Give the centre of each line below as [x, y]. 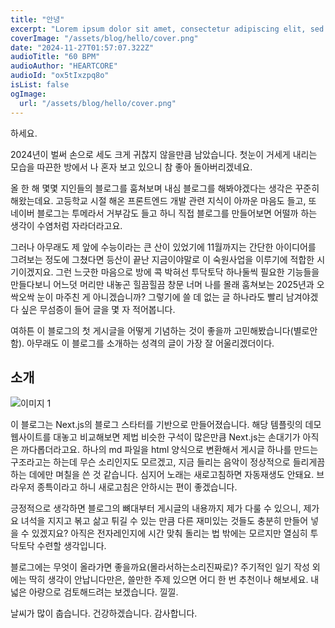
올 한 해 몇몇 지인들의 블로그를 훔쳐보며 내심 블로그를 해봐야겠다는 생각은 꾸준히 [165, 188]
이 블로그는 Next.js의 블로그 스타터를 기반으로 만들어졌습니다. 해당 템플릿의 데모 [166, 425]
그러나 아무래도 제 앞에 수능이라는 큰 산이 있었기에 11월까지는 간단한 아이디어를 [163, 247]
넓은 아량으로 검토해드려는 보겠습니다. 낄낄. [94, 592]
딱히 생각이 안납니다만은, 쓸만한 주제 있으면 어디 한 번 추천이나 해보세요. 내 [174, 580]
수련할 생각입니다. [71, 546]
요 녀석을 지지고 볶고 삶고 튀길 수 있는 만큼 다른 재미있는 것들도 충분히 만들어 [159, 521]
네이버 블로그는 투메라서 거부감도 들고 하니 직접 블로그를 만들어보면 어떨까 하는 [164, 213]
